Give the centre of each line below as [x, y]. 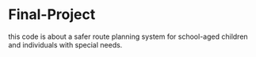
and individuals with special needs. [65, 44]
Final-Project [52, 15]
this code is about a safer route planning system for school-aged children [128, 36]
